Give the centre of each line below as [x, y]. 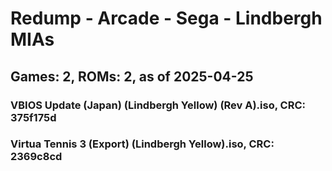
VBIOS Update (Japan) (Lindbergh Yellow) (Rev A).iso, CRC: [158, 105]
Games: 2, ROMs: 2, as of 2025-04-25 [132, 76]
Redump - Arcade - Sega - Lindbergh [166, 18]
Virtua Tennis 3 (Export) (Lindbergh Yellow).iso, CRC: [142, 144]
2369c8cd [36, 157]
